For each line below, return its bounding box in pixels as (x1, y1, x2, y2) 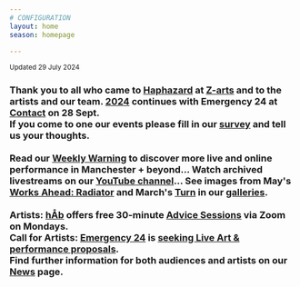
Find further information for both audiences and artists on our (9, 254, 288, 267)
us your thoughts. (9, 129, 90, 142)
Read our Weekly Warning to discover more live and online (9, 152, 273, 164)
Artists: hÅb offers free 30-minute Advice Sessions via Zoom (9, 209, 286, 222)
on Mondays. (9, 220, 69, 233)
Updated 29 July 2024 (9, 63, 80, 73)
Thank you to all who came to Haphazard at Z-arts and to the (9, 84, 282, 96)
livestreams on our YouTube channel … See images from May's (9, 174, 292, 187)
